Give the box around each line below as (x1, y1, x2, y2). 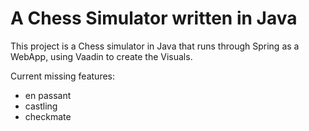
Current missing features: (10, 70, 116, 82)
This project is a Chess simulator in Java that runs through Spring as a (10, 40, 300, 52)
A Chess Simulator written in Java (10, 7, 298, 30)
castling (24, 100, 58, 112)
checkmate (24, 110, 72, 122)
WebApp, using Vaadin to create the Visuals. (10, 50, 193, 62)
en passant (24, 89, 72, 101)
